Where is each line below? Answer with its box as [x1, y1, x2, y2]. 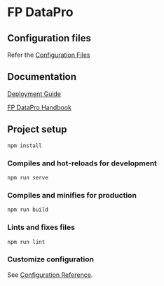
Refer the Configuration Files [7, 50, 90, 59]
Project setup [7, 123, 68, 135]
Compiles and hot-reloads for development [7, 158, 158, 168]
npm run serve [7, 174, 49, 181]
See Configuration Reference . [7, 271, 93, 279]
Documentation [7, 71, 77, 83]
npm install [7, 142, 42, 149]
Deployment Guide [7, 89, 62, 98]
